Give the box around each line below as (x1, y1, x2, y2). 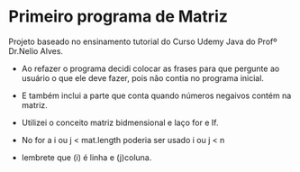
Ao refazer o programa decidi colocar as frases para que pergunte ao (21, 63, 280, 74)
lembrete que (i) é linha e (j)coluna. (21, 151, 152, 163)
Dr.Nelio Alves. (8, 45, 64, 56)
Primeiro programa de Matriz (8, 6, 229, 27)
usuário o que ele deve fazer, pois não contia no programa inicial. (21, 72, 265, 83)
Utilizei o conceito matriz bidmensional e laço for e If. (21, 117, 219, 128)
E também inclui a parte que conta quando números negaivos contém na (21, 90, 292, 101)
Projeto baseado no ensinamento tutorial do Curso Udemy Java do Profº (8, 36, 277, 47)
